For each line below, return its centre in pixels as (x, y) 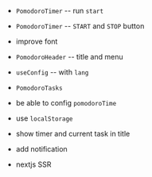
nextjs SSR (33, 164)
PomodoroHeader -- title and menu (69, 57)
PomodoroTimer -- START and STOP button (80, 26)
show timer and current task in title (73, 134)
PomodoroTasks (39, 88)
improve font (37, 41)
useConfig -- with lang (52, 72)
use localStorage (44, 118)
